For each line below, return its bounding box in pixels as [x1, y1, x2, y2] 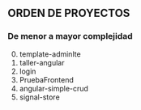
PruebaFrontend [19, 74, 75, 84]
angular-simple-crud [19, 83, 88, 93]
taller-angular [19, 57, 65, 67]
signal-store [19, 92, 60, 102]
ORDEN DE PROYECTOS [7, 6, 130, 20]
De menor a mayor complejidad [7, 31, 133, 42]
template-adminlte [19, 49, 82, 59]
